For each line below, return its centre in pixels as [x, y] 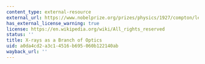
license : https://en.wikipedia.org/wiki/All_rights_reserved [86, 29]
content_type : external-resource [49, 12]
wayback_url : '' [27, 52]
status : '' [20, 35]
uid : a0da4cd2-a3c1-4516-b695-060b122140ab [63, 46]
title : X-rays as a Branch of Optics [54, 40]
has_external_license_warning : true [53, 23]
